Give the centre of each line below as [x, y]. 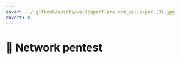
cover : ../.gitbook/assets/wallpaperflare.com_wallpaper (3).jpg [90, 12]
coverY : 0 [18, 18]
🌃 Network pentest [54, 48]
